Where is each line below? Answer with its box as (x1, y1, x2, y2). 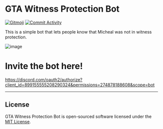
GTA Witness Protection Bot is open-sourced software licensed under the (5, 113, 152, 119)
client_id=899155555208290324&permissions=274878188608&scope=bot (5, 82, 155, 88)
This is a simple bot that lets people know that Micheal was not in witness (5, 29, 152, 35)
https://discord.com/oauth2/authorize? (5, 76, 82, 82)
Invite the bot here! (5, 61, 83, 72)
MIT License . (5, 118, 31, 125)
